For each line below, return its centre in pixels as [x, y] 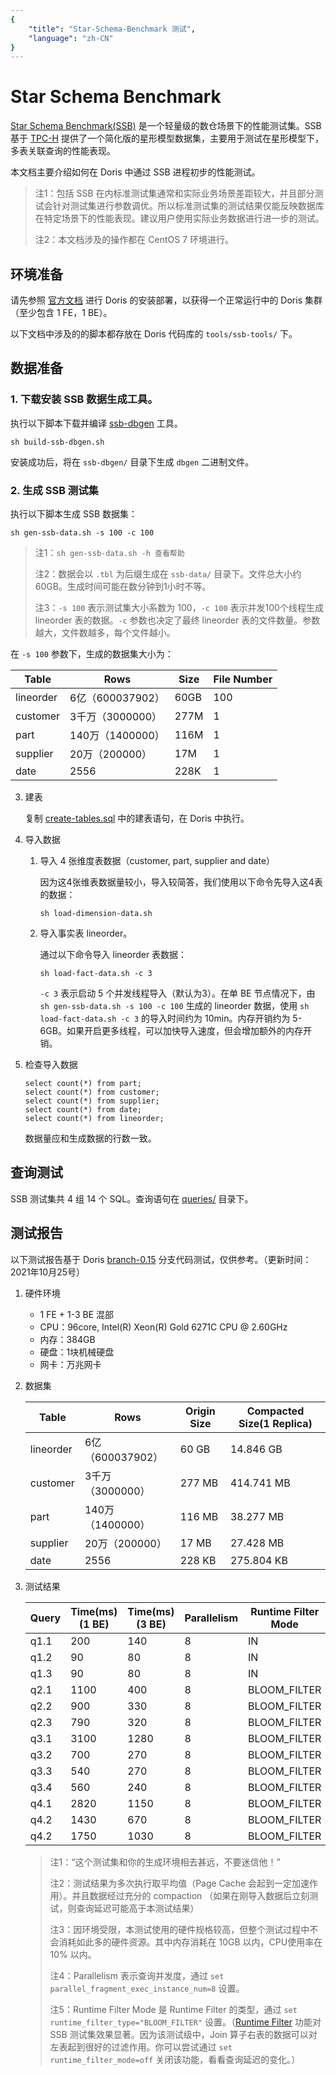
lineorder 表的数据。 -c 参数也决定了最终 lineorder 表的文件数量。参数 [177, 620]
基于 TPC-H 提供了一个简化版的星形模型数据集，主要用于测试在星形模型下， [167, 138]
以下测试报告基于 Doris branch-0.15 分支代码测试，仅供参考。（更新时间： [161, 1259]
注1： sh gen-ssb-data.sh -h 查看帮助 [109, 552]
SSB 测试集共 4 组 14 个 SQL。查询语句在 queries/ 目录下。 [132, 1198]
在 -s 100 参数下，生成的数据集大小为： [92, 653]
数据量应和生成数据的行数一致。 [90, 1138]
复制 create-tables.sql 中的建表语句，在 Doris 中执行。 [137, 818]
